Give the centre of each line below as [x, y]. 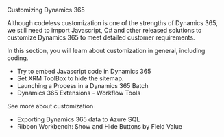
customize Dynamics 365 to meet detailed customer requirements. [101, 37]
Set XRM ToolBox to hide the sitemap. [70, 78]
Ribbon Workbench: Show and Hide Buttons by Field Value [100, 126]
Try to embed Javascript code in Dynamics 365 [84, 71]
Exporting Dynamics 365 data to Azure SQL [78, 119]
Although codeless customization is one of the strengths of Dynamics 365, [112, 23]
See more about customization [50, 106]
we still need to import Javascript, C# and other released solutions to [104, 30]
